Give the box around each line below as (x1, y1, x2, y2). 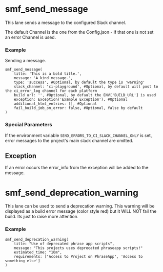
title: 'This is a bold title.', (14, 71, 82, 76)
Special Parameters (5, 121, 53, 128)
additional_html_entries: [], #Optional (14, 101, 97, 106)
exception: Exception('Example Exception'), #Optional (14, 97, 128, 102)
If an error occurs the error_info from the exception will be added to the (5, 165, 149, 171)
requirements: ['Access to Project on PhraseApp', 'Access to (14, 254, 143, 259)
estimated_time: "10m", (14, 249, 62, 255)
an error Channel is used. (5, 34, 56, 40)
